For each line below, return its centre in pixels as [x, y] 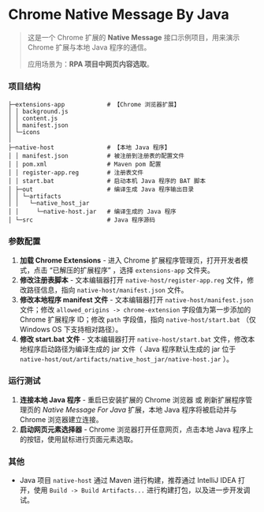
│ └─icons [24, 133]
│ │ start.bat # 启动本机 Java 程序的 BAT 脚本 [107, 181]
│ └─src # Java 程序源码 [82, 220]
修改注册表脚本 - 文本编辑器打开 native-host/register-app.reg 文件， [133, 280]
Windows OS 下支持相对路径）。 [71, 329]
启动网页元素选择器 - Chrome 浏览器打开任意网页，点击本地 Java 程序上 [136, 429]
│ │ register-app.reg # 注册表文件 [76, 173]
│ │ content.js [33, 119]
